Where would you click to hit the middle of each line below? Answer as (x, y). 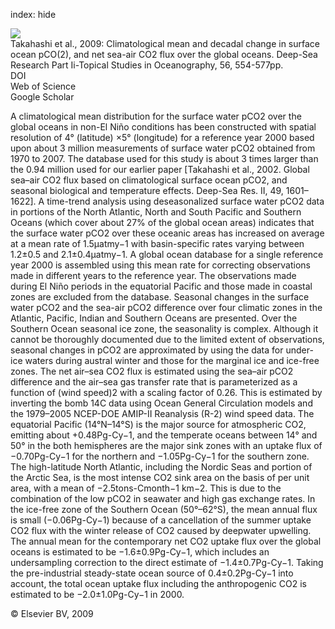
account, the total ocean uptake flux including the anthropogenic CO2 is (158, 583)
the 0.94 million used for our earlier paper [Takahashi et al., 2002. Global (160, 169)
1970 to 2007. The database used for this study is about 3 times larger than (164, 158)
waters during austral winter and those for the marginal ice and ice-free (172, 360)
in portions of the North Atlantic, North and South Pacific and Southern (156, 212)
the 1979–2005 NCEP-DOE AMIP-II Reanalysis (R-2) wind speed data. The (162, 413)
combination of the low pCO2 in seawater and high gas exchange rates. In (163, 498)
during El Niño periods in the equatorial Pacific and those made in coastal (161, 286)
